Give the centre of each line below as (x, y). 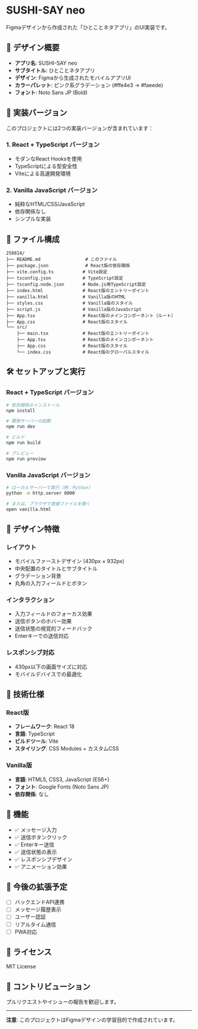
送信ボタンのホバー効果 (43, 621)
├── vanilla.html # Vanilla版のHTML (66, 297)
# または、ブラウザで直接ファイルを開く (48, 504)
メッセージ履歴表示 (38, 909)
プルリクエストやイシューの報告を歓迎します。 (63, 1002)
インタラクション (30, 600)
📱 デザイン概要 (33, 48)
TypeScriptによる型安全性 (46, 166)
